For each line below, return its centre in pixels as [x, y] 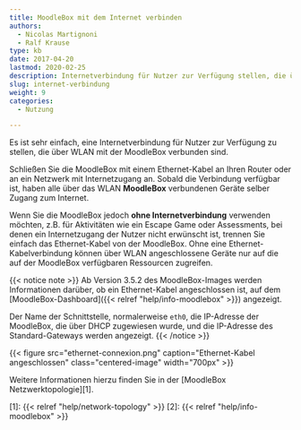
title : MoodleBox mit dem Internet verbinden [95, 17]
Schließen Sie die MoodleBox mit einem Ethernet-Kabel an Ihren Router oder [150, 169]
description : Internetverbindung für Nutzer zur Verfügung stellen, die [148, 76]
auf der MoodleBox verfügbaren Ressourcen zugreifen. [111, 263]
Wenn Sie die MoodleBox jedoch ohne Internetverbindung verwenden [140, 215]
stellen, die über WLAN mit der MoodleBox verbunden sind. [119, 152]
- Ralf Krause [43, 43]
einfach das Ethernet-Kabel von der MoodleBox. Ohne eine [118, 244]
